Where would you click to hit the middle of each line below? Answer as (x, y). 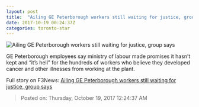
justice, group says (29, 87)
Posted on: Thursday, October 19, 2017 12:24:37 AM (84, 98)
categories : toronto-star (38, 28)
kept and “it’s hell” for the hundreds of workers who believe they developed (98, 63)
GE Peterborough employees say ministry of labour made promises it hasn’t (98, 56)
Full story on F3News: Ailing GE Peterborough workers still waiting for (91, 80)
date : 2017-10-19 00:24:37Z (41, 22)
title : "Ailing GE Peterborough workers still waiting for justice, (94, 17)
